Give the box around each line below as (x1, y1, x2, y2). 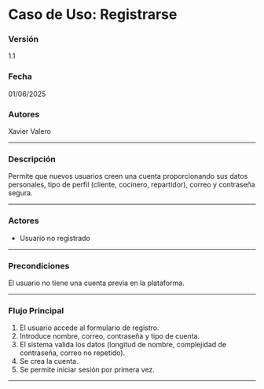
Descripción (8, 154, 57, 165)
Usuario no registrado (19, 233, 90, 243)
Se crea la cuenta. (19, 357, 79, 366)
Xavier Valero (8, 127, 51, 136)
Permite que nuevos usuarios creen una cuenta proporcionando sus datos (8, 172, 248, 181)
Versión (8, 34, 39, 45)
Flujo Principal (8, 305, 64, 316)
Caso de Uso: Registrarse (8, 6, 178, 24)
